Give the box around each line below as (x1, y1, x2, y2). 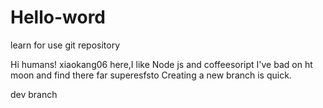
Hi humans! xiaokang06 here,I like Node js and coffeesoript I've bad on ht (10, 58, 313, 70)
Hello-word (10, 6, 107, 29)
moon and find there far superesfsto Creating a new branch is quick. (10, 69, 292, 81)
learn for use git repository (10, 39, 121, 51)
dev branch (10, 88, 58, 100)
